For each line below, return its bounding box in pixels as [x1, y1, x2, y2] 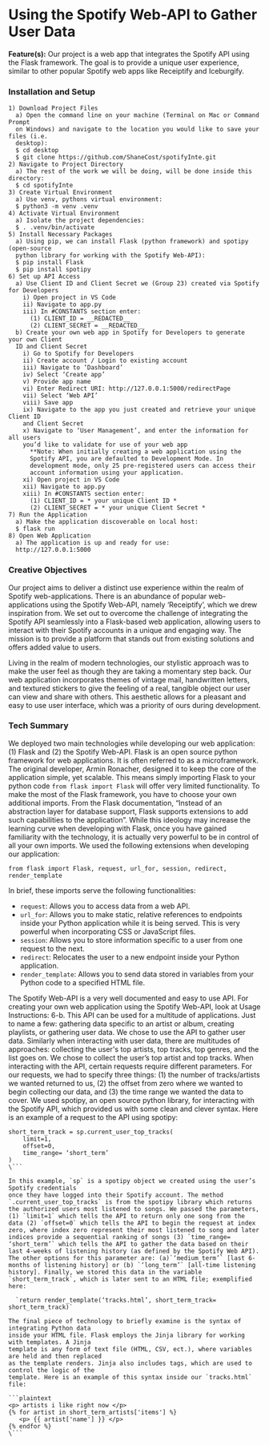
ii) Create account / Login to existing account [22, 356, 188, 365]
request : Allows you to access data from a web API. [19, 901, 191, 911]
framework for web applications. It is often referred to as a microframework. [8, 755, 259, 765]
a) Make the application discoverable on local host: [15, 518, 199, 526]
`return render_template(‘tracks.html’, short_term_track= [15, 1296, 217, 1304]
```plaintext [8, 1394, 52, 1403]
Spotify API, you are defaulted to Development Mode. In [29, 455, 224, 463]
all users [8, 434, 42, 442]
